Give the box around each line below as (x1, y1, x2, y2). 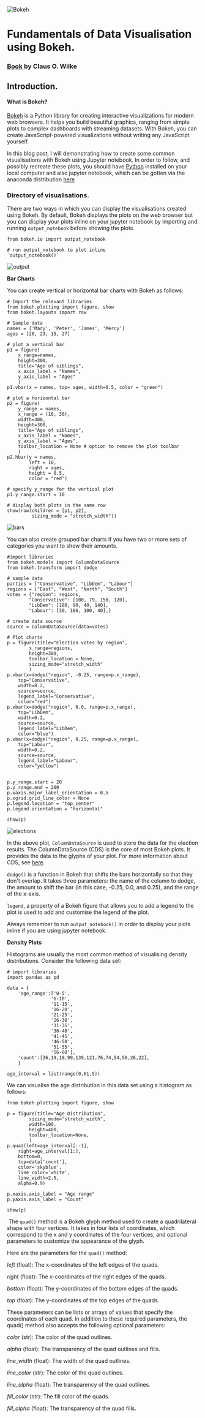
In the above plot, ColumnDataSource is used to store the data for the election (7, 839, 198, 847)
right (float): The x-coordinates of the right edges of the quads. (7, 1273, 166, 1280)
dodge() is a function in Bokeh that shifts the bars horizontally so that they (7, 870, 193, 878)
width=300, (18, 417, 46, 423)
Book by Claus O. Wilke (7, 62, 77, 70)
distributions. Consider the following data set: (7, 957, 122, 964)
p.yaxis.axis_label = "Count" (7, 1196, 84, 1202)
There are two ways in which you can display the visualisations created (7, 205, 187, 212)
